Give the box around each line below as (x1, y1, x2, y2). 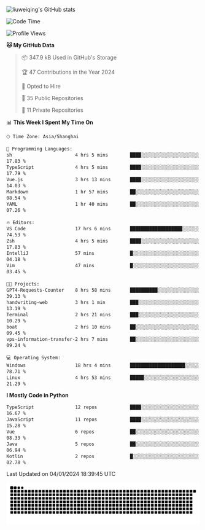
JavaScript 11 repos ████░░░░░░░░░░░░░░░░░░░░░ (6, 416, 199, 423)
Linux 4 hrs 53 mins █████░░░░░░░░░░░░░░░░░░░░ (6, 375, 199, 381)
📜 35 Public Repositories (21, 95, 84, 101)
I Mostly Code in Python (6, 392, 69, 399)
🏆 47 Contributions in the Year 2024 (21, 68, 115, 76)
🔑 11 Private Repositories (21, 106, 84, 114)
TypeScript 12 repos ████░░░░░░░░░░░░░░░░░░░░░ (6, 404, 199, 410)
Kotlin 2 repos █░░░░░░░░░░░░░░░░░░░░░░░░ (6, 453, 199, 459)
